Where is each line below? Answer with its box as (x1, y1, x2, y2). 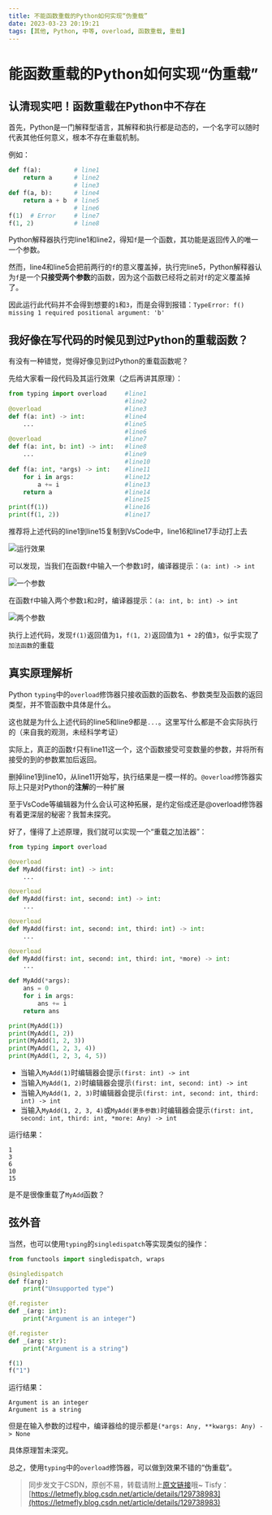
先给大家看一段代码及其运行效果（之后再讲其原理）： (8, 373, 183, 383)
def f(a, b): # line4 (8, 189, 100, 197)
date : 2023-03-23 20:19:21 (8, 20, 100, 28)
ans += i (37, 999, 67, 1008)
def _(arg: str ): (8, 1337, 67, 1345)
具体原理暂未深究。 (8, 1445, 73, 1456)
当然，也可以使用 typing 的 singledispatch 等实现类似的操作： (8, 1239, 209, 1248)
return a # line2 (23, 174, 100, 182)
